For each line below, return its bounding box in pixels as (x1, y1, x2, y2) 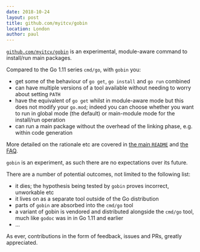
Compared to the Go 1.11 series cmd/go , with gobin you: (6, 66, 141, 73)
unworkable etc (15, 189, 54, 196)
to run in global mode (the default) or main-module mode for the (15, 110, 175, 117)
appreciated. (6, 239, 38, 247)
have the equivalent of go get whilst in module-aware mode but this (15, 97, 184, 105)
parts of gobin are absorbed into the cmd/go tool (15, 202, 134, 209)
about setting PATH (15, 91, 60, 98)
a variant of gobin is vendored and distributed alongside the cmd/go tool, (15, 208, 195, 215)
